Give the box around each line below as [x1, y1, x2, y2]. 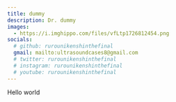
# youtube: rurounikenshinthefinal [13, 68, 117, 75]
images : [7, 23, 30, 30]
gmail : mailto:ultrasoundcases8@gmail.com [13, 50, 138, 57]
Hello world [7, 88, 40, 96]
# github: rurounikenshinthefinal [13, 43, 113, 50]
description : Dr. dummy [7, 17, 77, 24]
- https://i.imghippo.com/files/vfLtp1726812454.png [13, 29, 170, 37]
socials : [7, 36, 33, 43]
